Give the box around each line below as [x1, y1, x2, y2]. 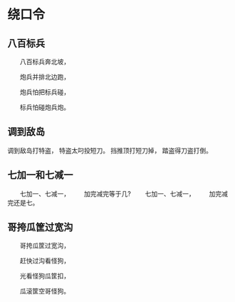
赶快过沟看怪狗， [19, 256, 70, 265]
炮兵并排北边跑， [19, 73, 70, 81]
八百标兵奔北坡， [19, 58, 70, 66]
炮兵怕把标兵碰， [19, 88, 70, 96]
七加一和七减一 [7, 169, 73, 181]
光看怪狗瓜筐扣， [19, 272, 70, 281]
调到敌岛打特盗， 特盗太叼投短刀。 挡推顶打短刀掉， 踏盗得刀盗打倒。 [7, 146, 212, 154]
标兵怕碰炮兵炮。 [19, 103, 70, 111]
